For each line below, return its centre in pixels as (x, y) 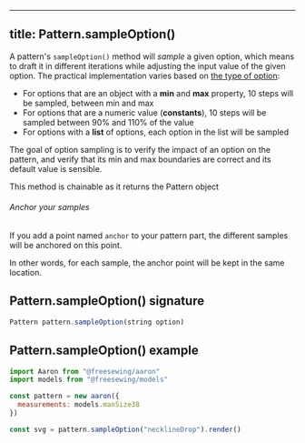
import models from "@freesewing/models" (89, 380)
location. (26, 273)
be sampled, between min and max (88, 103)
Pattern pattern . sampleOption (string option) (97, 322)
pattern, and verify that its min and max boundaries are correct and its (140, 159)
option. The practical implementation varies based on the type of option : (145, 76)
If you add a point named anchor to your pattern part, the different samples (149, 236)
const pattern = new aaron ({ (64, 397)
